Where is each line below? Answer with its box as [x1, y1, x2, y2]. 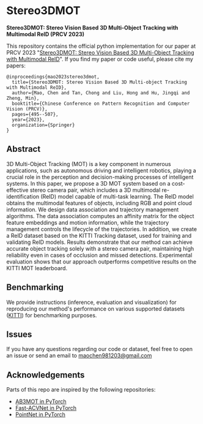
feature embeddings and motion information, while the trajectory [6, 219, 169, 226]
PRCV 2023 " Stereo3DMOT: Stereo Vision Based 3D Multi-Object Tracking [6, 48, 194, 56]
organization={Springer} [12, 122, 75, 128]
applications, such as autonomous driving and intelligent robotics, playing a [6, 167, 197, 174]
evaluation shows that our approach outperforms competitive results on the [6, 258, 197, 265]
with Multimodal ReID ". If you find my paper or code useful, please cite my [6, 55, 194, 62]
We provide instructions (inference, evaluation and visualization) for [6, 298, 177, 306]
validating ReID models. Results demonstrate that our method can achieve [6, 238, 193, 246]
